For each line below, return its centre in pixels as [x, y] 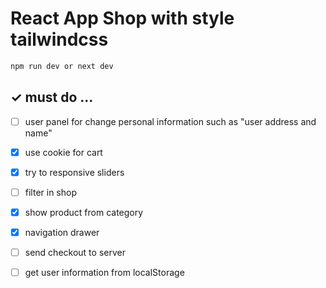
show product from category [84, 212]
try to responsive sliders [74, 172]
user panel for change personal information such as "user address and [170, 121]
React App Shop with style [122, 18]
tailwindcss [59, 39]
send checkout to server [75, 252]
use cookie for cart [63, 152]
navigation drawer [62, 232]
